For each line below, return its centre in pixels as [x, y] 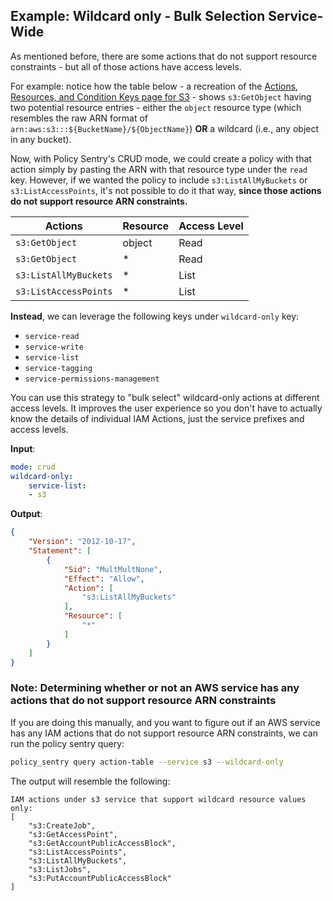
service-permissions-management [92, 379]
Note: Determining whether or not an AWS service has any [155, 688]
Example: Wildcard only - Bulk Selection [138, 16]
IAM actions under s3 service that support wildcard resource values [158, 799]
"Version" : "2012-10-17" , [82, 542]
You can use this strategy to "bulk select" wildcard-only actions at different [165, 397]
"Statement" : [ [60, 551]
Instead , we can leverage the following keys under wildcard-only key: [155, 316]
